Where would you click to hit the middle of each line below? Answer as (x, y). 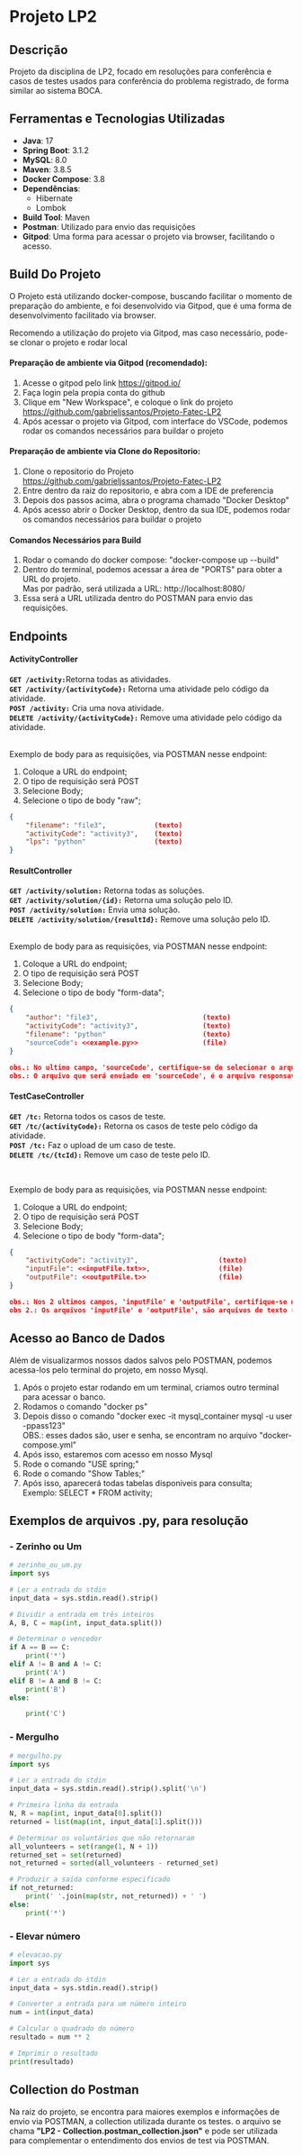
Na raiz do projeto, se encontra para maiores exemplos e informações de (145, 2112)
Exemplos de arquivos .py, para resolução (129, 1520)
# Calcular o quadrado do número (72, 2029)
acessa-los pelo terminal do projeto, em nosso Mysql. (109, 1370)
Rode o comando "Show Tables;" (84, 1473)
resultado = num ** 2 (50, 2037)
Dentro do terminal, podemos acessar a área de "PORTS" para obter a (152, 570)
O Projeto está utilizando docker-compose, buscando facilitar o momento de (151, 296)
